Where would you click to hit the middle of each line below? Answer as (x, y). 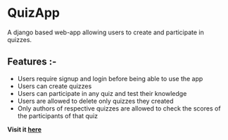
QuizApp (34, 13)
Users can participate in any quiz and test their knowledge (102, 93)
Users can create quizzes (55, 86)
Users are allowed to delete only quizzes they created (95, 101)
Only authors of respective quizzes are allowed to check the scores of (119, 108)
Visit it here (25, 129)
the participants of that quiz (58, 115)
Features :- (32, 62)
